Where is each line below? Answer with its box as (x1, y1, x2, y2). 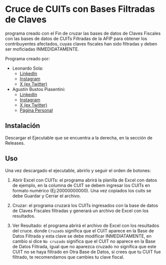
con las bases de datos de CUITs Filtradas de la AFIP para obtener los (5, 36, 147, 42)
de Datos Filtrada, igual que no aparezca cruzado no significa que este (12, 243, 157, 249)
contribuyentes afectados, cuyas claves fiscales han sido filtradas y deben (5, 41, 157, 46)
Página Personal (19, 107, 53, 113)
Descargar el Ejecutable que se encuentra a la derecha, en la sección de (5, 134, 153, 140)
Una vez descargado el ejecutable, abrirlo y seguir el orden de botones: (5, 167, 151, 174)
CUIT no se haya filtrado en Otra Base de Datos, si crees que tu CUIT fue (12, 249, 161, 255)
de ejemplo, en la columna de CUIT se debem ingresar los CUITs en (12, 182, 151, 188)
